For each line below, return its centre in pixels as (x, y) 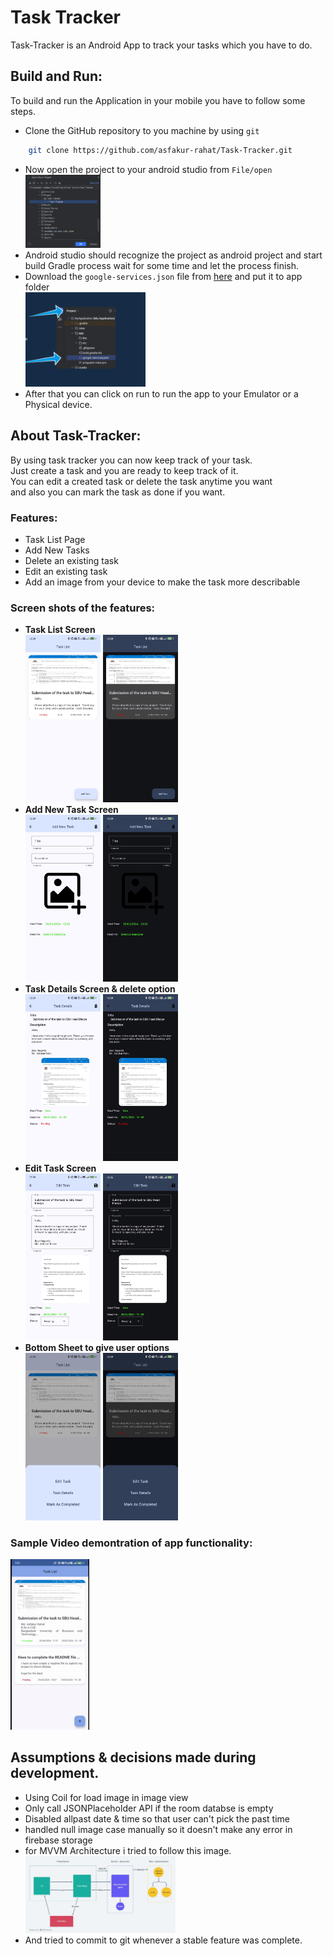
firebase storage (58, 1840)
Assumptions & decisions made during (133, 1757)
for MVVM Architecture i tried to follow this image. (128, 1850)
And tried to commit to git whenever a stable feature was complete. (163, 1940)
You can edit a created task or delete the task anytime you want (141, 481)
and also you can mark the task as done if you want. (118, 492)
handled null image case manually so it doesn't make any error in (158, 1829)
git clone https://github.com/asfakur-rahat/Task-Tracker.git (160, 150)
